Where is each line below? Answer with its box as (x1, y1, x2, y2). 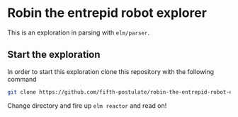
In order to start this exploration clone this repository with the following (7, 67, 215, 75)
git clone (7, 88, 37, 96)
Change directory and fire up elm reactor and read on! (7, 101, 167, 110)
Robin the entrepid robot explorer (7, 5, 208, 21)
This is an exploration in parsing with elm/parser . (7, 28, 150, 37)
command (7, 75, 37, 83)
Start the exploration (7, 49, 101, 61)
